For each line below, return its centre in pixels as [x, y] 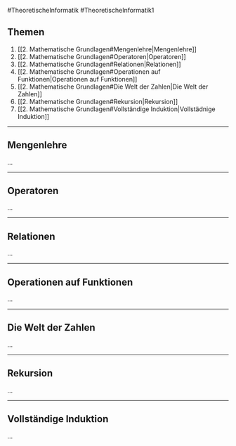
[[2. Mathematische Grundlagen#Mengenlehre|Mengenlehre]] [107, 49]
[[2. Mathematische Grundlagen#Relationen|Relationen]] [99, 64]
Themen [26, 32]
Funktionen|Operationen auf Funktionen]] [77, 79]
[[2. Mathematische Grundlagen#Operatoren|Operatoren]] [101, 56]
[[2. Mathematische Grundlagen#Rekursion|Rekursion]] [98, 101]
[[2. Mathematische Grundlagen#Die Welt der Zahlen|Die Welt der [113, 87]
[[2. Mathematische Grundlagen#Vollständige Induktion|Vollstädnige [116, 109]
